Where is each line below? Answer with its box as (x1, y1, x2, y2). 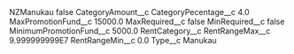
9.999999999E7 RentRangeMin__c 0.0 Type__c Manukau (9, 35, 217, 45)
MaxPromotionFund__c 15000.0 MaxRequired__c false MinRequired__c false (9, 16, 285, 27)
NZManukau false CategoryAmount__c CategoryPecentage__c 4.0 (9, 7, 250, 17)
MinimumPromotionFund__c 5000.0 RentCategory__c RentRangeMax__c (9, 26, 271, 36)
